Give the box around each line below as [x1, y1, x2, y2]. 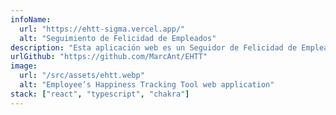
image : [10, 61, 38, 71]
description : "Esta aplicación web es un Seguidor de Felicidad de [10, 42, 298, 53]
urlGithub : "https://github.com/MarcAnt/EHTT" [10, 52, 208, 62]
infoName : [10, 14, 52, 25]
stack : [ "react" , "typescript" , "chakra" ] [10, 89, 190, 99]
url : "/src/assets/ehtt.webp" [19, 71, 145, 81]
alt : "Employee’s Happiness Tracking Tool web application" [19, 80, 275, 90]
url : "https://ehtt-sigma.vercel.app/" [19, 24, 186, 34]
